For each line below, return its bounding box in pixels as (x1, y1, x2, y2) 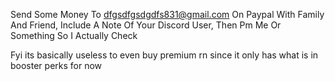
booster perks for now (10, 60, 103, 71)
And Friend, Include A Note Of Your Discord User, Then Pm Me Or (10, 19, 282, 31)
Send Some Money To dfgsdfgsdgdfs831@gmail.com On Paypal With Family (10, 9, 325, 20)
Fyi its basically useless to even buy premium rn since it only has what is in (10, 49, 319, 61)
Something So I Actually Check (10, 30, 138, 41)
